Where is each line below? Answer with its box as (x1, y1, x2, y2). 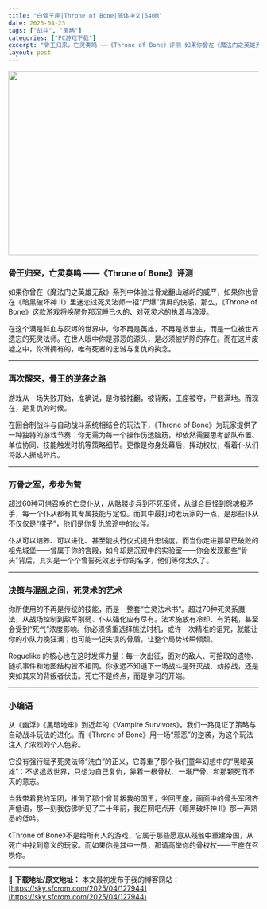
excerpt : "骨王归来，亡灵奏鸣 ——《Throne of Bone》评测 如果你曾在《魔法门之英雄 (8, 41, 256, 49)
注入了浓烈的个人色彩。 (8, 740, 85, 750)
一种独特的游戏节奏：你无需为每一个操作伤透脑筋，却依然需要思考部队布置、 (8, 429, 259, 439)
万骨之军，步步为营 (8, 479, 82, 490)
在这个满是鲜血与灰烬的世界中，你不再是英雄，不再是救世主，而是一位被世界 (8, 324, 259, 334)
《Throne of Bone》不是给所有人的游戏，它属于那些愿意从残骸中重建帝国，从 (8, 830, 254, 840)
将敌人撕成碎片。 (8, 449, 64, 459)
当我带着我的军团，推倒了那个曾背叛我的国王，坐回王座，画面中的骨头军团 (8, 793, 252, 803)
